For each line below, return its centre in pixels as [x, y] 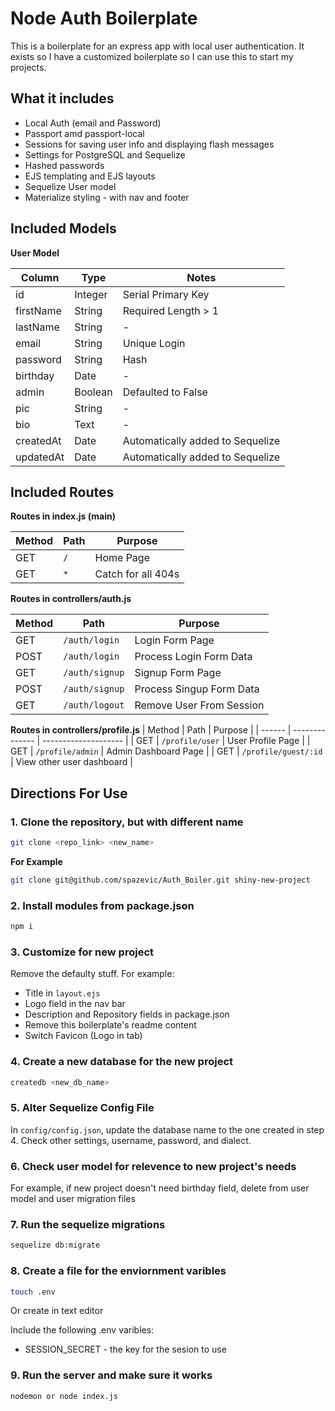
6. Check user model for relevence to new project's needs [153, 1166]
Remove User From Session [199, 705]
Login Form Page [174, 640]
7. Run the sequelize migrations [88, 1224]
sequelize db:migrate [55, 1245]
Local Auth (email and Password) [93, 123]
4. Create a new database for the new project [122, 1062]
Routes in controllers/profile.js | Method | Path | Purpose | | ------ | [151, 730]
